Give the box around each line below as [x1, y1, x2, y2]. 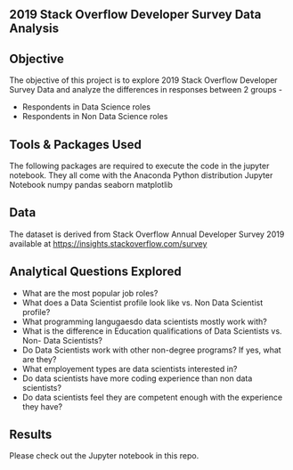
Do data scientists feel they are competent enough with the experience [21, 392, 283, 402]
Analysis [9, 21, 60, 36]
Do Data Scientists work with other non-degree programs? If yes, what [21, 344, 282, 355]
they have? [21, 401, 63, 412]
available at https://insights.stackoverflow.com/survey [9, 238, 208, 248]
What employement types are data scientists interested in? [21, 363, 238, 374]
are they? [21, 353, 57, 364]
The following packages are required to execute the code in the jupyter [9, 160, 270, 172]
